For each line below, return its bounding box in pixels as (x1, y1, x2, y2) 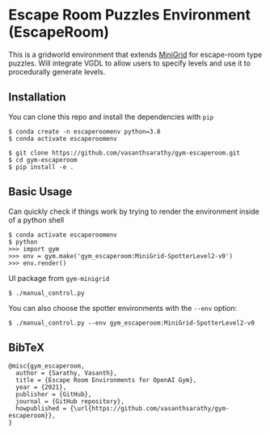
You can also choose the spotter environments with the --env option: (8, 303, 238, 313)
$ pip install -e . (8, 163, 74, 171)
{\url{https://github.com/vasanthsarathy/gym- (70, 405, 230, 413)
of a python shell (8, 215, 65, 224)
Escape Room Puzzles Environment (8, 6, 251, 24)
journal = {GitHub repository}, (15, 398, 125, 406)
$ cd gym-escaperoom (8, 155, 78, 164)
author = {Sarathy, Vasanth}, (15, 369, 117, 377)
